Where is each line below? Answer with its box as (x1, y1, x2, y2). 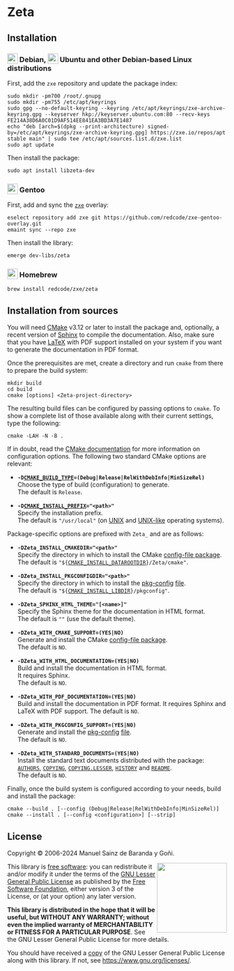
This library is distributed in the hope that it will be (7, 905, 155, 914)
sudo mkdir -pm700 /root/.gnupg (7, 92, 101, 100)
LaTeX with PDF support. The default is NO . (17, 707, 139, 715)
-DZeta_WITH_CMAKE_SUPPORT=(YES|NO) (17, 629, 124, 636)
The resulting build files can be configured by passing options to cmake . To (7, 404, 221, 413)
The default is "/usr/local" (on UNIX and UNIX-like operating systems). (17, 517, 224, 525)
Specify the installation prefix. (17, 509, 103, 517)
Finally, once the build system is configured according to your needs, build (7, 785, 221, 793)
